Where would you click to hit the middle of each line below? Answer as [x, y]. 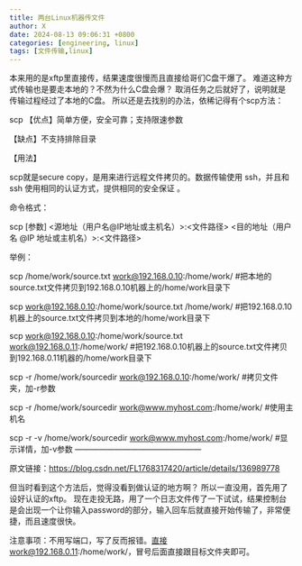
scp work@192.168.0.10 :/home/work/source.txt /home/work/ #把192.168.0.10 [151, 306]
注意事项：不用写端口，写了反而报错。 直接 [88, 541]
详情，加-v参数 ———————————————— [109, 449]
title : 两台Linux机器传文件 [57, 18]
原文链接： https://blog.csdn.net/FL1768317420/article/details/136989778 [145, 469]
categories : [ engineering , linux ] [74, 43]
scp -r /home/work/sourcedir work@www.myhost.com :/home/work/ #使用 [147, 407]
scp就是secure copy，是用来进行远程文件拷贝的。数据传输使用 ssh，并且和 [150, 178]
